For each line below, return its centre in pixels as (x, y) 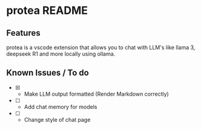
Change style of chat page (57, 119)
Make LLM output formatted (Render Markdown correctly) (97, 94)
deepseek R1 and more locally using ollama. (61, 54)
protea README (47, 11)
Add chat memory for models (61, 107)
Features (23, 33)
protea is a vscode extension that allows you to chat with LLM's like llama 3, (101, 47)
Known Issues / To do (48, 73)
